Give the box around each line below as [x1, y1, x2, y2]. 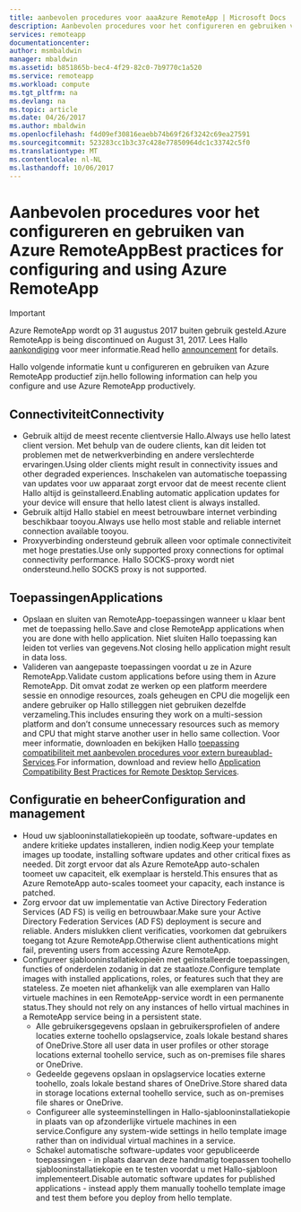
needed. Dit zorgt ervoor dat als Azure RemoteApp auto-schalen [21, 859, 260, 869]
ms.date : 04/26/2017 [9, 113, 87, 122]
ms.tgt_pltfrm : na [9, 88, 78, 97]
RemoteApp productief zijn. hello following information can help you [9, 371, 258, 382]
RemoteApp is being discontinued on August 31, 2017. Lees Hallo [9, 335, 248, 345]
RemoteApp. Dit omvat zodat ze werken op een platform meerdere [21, 680, 267, 691]
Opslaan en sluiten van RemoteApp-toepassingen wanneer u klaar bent [21, 614, 286, 624]
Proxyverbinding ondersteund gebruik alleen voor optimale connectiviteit [21, 536, 292, 546]
